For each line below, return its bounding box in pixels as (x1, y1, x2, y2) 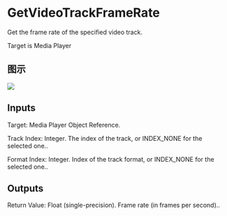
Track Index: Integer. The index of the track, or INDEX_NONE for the (7, 134, 203, 142)
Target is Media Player (7, 41, 72, 49)
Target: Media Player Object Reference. (7, 121, 121, 129)
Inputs (7, 102, 36, 114)
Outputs (7, 183, 44, 194)
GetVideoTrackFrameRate (7, 5, 161, 21)
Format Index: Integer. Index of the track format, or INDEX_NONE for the (7, 155, 214, 163)
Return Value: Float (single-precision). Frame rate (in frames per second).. (7, 201, 220, 210)
